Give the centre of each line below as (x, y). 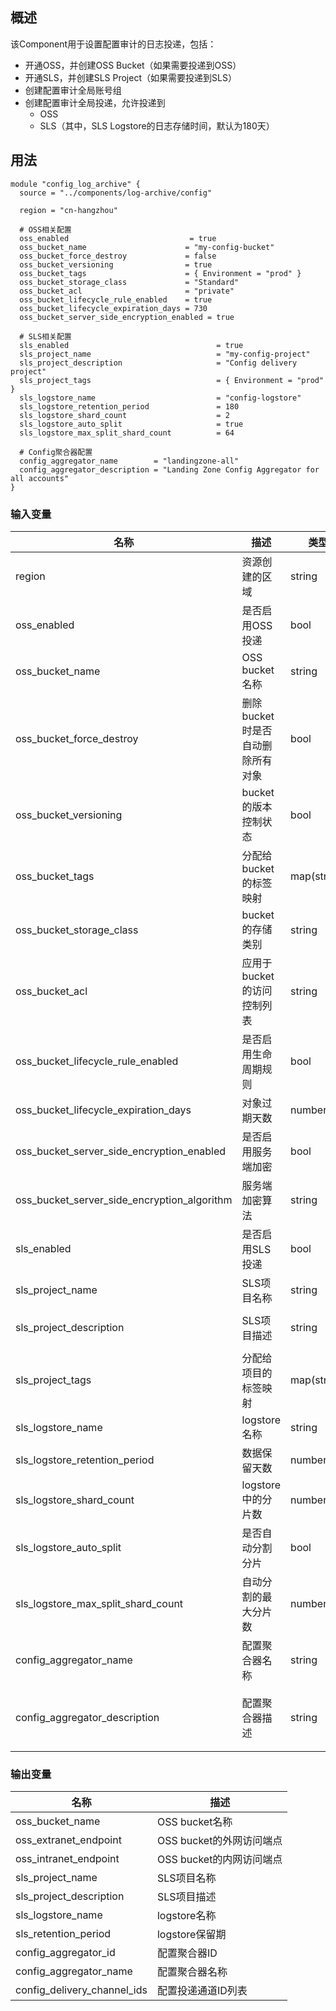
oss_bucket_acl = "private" (127, 291)
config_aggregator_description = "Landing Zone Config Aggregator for (169, 469)
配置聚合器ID (187, 1953)
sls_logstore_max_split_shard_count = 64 (127, 433)
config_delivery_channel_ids (81, 1990)
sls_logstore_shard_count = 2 (124, 415)
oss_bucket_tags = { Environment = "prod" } (160, 273)
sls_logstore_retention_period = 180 (129, 406)
